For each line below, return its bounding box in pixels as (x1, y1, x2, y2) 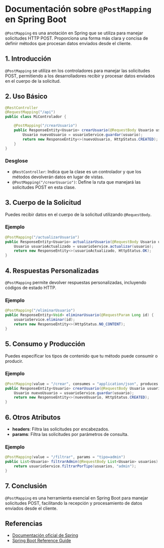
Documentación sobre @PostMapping (5, 3, 152, 15)
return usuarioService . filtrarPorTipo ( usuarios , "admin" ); (14, 464, 137, 469)
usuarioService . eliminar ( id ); (14, 317, 76, 322)
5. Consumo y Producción (5, 340, 85, 348)
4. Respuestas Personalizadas (5, 266, 99, 275)
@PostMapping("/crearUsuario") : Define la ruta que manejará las (12, 179, 141, 185)
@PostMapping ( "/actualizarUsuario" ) (5, 235, 80, 239)
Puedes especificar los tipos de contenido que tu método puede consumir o (5, 353, 158, 358)
